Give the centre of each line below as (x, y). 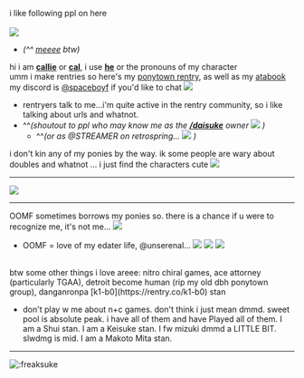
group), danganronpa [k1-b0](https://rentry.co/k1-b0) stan (118, 292)
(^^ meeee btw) (51, 49)
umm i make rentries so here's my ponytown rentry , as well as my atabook (148, 77)
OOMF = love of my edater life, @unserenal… (107, 245)
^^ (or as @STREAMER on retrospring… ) (116, 136)
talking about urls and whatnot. (80, 114)
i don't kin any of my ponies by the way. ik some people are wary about (142, 154)
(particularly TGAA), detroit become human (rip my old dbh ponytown (139, 282)
